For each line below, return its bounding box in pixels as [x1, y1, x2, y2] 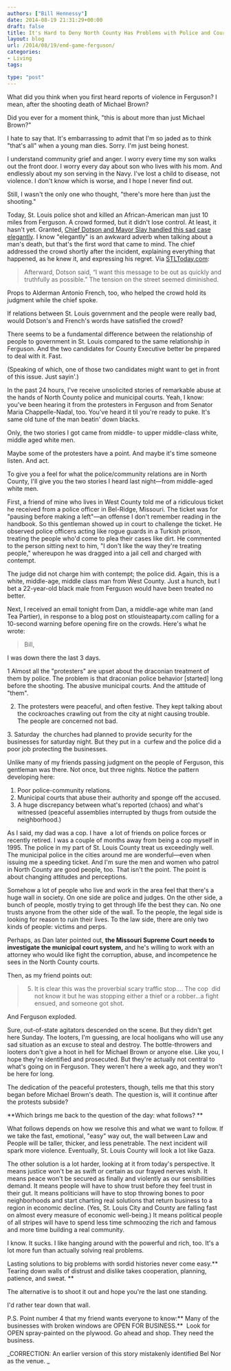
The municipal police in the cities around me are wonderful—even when [7, 850, 211, 859]
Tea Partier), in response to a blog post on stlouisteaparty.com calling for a [7, 612, 219, 620]
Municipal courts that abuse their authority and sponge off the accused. [16, 793, 221, 802]
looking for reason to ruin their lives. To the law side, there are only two [7, 915, 208, 923]
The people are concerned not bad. [16, 717, 118, 725]
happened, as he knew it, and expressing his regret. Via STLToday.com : [7, 254, 210, 262]
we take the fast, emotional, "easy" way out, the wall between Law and [7, 1131, 208, 1140]
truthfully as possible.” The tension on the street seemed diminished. [23, 275, 219, 283]
